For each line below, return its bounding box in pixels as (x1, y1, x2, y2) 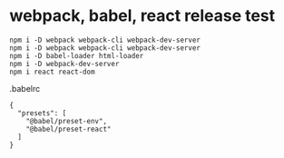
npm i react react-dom (9, 67, 95, 76)
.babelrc (9, 83, 41, 94)
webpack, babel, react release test (9, 5, 276, 26)
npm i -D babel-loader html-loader (9, 51, 144, 60)
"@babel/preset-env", (25, 116, 107, 125)
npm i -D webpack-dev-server (9, 59, 120, 68)
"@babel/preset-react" (25, 124, 112, 133)
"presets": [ (17, 108, 67, 118)
